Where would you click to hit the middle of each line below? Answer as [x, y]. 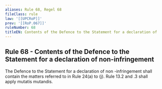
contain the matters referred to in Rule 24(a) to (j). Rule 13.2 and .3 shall [76, 76]
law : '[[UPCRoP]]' [24, 18]
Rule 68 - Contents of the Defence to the [67, 52]
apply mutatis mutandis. [29, 81]
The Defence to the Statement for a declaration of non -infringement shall [79, 71]
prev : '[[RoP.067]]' [26, 23]
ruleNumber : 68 [20, 28]
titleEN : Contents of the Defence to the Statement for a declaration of [81, 32]
